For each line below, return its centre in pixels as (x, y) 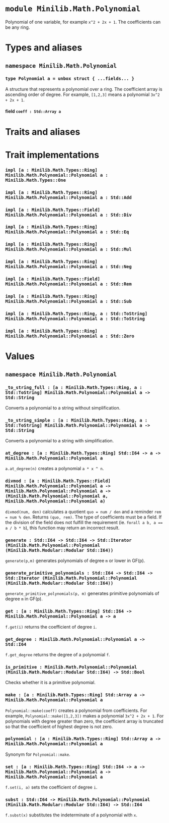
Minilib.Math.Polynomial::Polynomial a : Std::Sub (68, 301)
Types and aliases (44, 48)
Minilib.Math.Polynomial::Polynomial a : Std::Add (68, 197)
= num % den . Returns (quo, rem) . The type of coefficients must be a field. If (83, 517)
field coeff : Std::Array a (33, 111)
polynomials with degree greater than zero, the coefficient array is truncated (84, 721)
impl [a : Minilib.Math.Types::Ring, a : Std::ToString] (76, 314)
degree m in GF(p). (24, 599)
